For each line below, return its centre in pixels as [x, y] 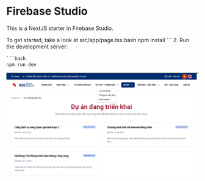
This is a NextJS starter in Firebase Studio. [60, 28]
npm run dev [21, 65]
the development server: [37, 46]
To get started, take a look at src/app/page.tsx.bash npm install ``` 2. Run [98, 40]
